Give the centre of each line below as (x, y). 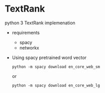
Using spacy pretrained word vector (49, 57)
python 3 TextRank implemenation (40, 23)
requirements (26, 32)
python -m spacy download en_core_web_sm (56, 67)
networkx (29, 48)
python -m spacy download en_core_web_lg (56, 85)
